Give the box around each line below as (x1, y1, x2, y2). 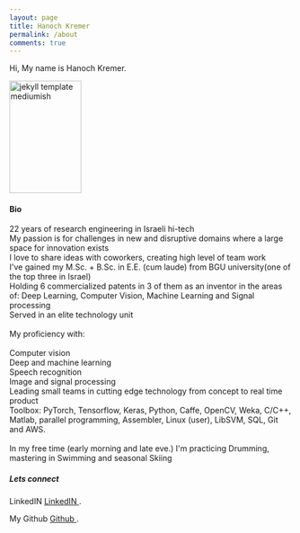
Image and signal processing (9, 377, 117, 387)
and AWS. (9, 424, 47, 435)
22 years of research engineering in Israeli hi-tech (9, 224, 195, 235)
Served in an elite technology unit (9, 309, 134, 320)
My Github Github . (9, 513, 79, 524)
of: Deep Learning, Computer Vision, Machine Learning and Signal (9, 290, 255, 301)
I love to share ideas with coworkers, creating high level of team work (9, 253, 267, 263)
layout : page (9, 13, 58, 22)
